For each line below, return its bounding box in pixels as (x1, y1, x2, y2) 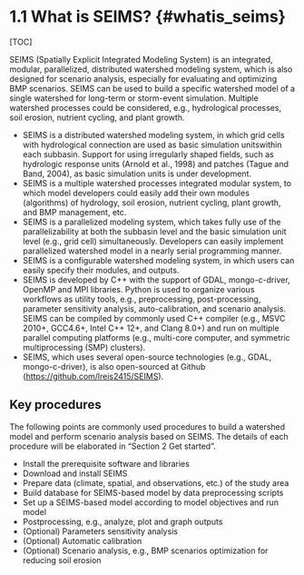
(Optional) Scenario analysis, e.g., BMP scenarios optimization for (22, 545, 269, 556)
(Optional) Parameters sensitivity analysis (22, 525, 179, 537)
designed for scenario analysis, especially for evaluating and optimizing (9, 73, 278, 84)
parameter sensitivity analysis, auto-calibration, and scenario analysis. (22, 302, 287, 314)
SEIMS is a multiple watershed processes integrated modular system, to (22, 177, 292, 188)
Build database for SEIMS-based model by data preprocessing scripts (22, 487, 284, 498)
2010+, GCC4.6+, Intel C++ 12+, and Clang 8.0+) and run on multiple (22, 322, 279, 333)
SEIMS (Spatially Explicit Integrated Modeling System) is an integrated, (9, 54, 274, 64)
